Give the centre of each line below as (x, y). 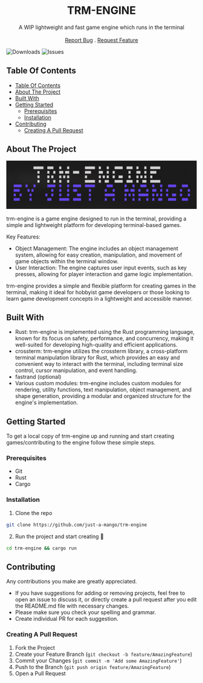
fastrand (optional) (38, 377)
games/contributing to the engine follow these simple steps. (81, 443)
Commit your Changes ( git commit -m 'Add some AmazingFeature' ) (98, 660)
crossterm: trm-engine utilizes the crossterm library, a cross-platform (101, 351)
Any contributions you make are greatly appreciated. (72, 582)
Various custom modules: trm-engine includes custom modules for (98, 383)
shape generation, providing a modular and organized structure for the (103, 396)
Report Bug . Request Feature (101, 40)
